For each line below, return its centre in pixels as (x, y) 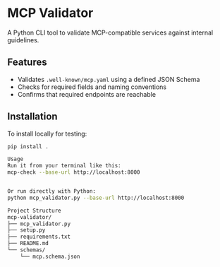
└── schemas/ (26, 250)
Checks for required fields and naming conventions (92, 87)
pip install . (28, 146)
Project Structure (34, 210)
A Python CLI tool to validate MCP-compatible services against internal (110, 32)
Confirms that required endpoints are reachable (87, 94)
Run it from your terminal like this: (64, 166)
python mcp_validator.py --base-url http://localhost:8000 (96, 198)
